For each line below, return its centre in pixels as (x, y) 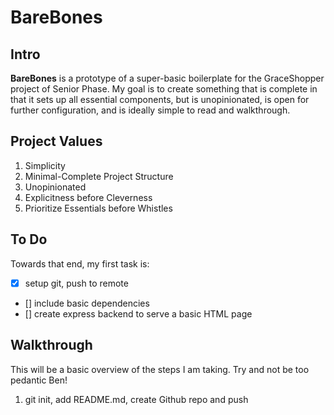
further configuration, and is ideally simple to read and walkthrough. (150, 110)
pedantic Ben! (39, 380)
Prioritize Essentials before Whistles (98, 208)
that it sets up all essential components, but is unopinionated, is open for (160, 99)
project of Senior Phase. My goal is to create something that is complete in (164, 89)
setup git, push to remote (76, 283)
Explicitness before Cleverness (88, 197)
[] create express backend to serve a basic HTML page (138, 313)
